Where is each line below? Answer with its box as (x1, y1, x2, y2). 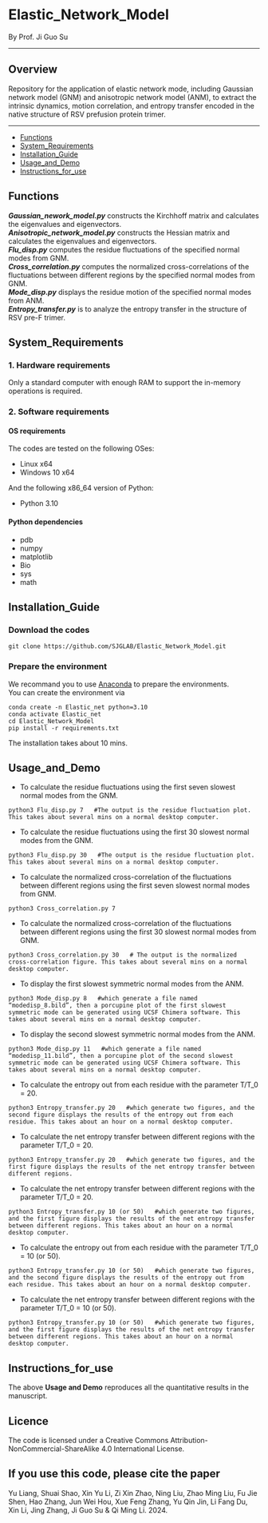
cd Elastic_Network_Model (8, 717, 94, 725)
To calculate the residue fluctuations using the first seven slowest (19, 782, 236, 792)
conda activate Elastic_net (8, 710, 102, 718)
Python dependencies (8, 517, 84, 527)
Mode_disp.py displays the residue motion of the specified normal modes (8, 287, 252, 296)
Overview (8, 62, 58, 77)
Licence (8, 1414, 49, 1428)
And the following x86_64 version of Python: (8, 483, 154, 493)
